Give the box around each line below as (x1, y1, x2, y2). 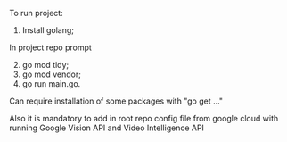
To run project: (9, 8, 64, 18)
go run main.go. (21, 79, 81, 88)
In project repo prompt (9, 42, 92, 53)
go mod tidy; (21, 60, 70, 70)
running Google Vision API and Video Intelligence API (9, 122, 205, 133)
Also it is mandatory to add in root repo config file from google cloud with (9, 113, 279, 123)
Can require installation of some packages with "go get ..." (9, 96, 224, 106)
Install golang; (21, 25, 74, 35)
